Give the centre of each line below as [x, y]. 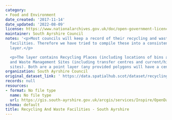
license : [15, 29]
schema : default [23, 105]
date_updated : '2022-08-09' [35, 24]
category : [16, 10]
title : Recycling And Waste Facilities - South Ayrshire [67, 110]
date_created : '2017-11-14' [35, 19]
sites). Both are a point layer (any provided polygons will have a [84, 67]
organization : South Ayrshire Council [47, 71]
